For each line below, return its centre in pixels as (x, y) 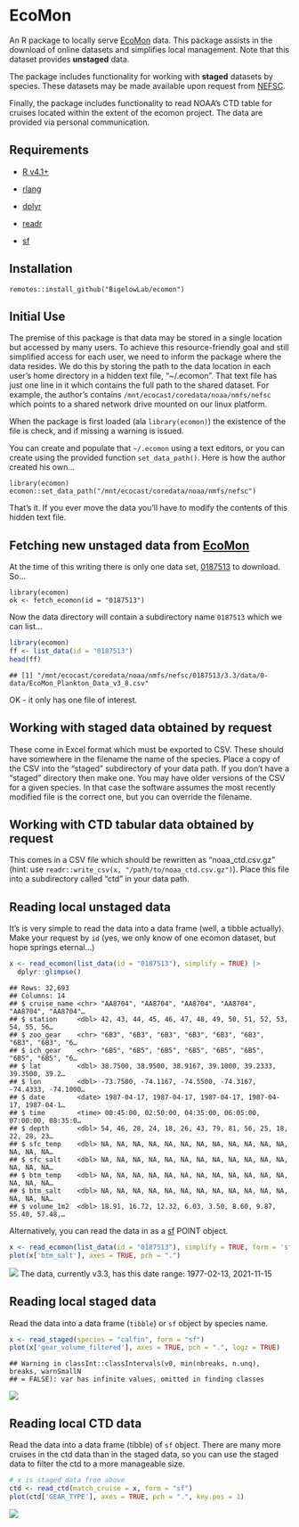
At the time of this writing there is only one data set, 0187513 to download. (145, 567)
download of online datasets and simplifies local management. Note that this (149, 49)
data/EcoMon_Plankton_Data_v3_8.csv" (79, 683)
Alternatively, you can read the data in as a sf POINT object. (119, 1231)
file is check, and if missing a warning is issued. (97, 431)
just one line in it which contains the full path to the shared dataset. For (139, 385)
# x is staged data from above (67, 1481)
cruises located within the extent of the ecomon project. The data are (136, 112)
